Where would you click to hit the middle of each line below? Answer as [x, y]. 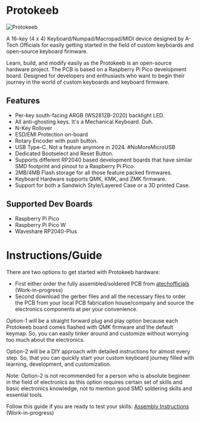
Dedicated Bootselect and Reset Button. [64, 153]
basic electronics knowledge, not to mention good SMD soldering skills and [99, 388]
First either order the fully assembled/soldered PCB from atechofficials [102, 283]
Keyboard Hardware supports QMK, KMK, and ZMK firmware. [91, 179]
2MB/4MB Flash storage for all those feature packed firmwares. [93, 172]
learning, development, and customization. [59, 364]
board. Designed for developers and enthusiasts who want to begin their [96, 75]
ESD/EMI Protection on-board [51, 134]
